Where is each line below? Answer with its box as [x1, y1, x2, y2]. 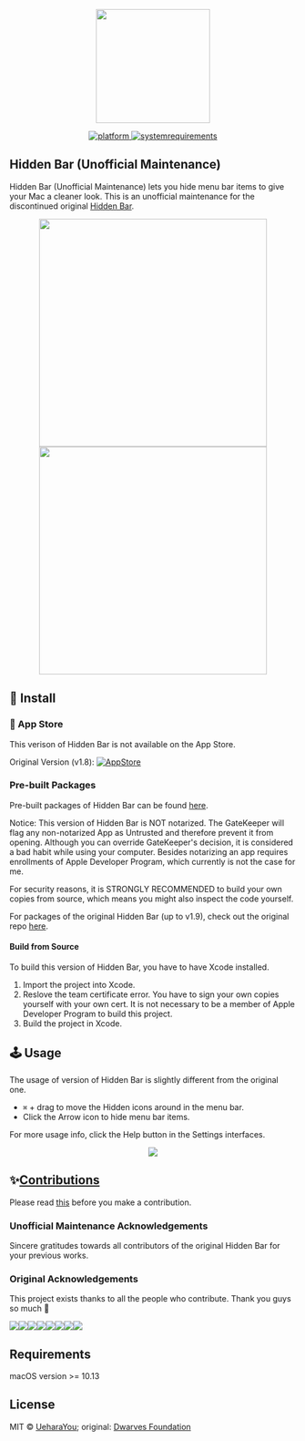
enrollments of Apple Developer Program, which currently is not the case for [9, 856, 296, 867]
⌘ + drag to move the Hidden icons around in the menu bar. [22, 1101, 244, 1112]
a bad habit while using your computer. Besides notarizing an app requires [9, 846, 289, 857]
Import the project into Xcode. [22, 980, 136, 990]
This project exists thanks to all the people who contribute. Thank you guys [9, 1293, 291, 1304]
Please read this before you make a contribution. [9, 1197, 192, 1208]
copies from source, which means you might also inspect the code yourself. [9, 893, 294, 904]
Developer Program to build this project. [22, 1008, 173, 1019]
